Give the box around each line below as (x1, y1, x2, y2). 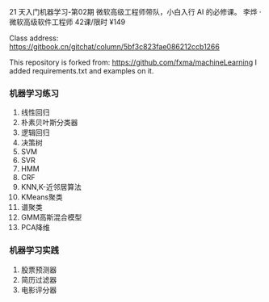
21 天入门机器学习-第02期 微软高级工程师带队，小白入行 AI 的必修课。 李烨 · (9, 7, 262, 16)
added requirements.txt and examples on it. (9, 66, 154, 75)
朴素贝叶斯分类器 (20, 118, 78, 128)
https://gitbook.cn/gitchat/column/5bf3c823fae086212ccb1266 (9, 42, 221, 51)
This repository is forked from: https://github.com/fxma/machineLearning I (9, 57, 258, 67)
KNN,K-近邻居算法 (20, 182, 82, 192)
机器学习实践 (9, 245, 60, 256)
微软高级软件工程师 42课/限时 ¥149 (9, 17, 126, 27)
